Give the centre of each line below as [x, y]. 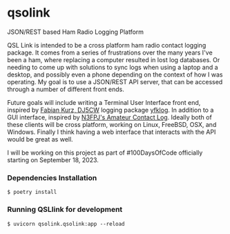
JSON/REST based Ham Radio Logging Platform [75, 32]
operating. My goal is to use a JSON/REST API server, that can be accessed [115, 81]
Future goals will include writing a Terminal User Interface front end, [104, 102]
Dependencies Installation [52, 177]
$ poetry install [32, 192]
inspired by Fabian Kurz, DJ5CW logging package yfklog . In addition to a [111, 110]
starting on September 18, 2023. [53, 159]
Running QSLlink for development [65, 210]
